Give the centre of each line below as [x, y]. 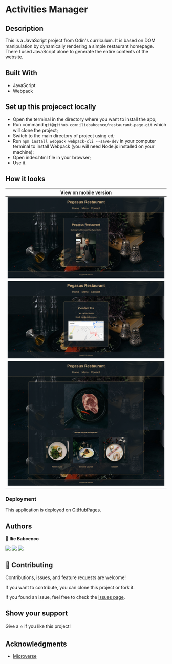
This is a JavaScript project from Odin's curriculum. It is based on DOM [80, 40]
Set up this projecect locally [51, 107]
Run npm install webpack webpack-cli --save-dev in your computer [84, 141]
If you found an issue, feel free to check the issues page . [65, 597]
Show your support [37, 614]
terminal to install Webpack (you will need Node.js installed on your [83, 146]
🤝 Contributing [29, 565]
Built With [21, 73]
